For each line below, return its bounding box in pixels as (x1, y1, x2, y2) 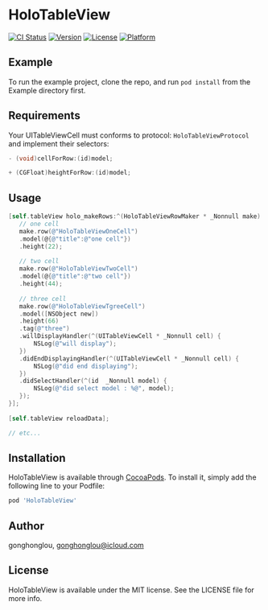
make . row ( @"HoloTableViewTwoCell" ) (19, 265, 138, 273)
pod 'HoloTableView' (8, 497, 78, 505)
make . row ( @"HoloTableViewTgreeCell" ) (19, 302, 146, 311)
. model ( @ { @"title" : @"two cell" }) (19, 272, 131, 281)
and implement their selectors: (8, 138, 109, 148)
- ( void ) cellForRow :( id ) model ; (8, 155, 113, 163)
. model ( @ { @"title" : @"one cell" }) (19, 235, 131, 243)
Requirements (8, 109, 80, 122)
